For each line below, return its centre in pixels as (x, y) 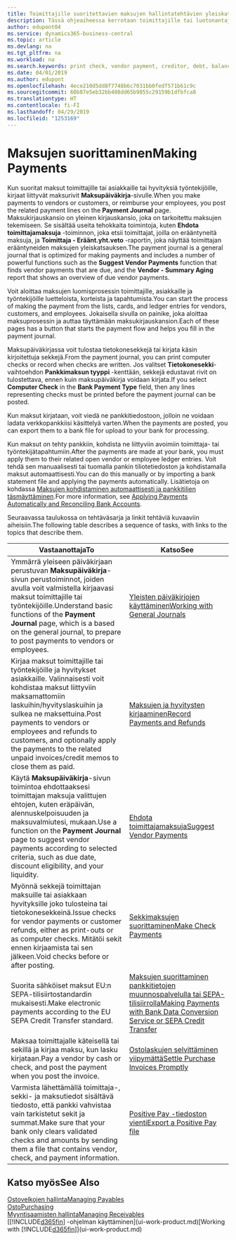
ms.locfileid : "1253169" (44, 118)
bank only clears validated (54, 1131)
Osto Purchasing (31, 1207)
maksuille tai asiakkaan (49, 895)
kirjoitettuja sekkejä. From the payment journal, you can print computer (109, 357)
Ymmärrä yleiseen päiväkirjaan (61, 561)
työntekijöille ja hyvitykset (53, 670)
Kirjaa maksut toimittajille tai (57, 660)
